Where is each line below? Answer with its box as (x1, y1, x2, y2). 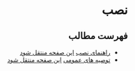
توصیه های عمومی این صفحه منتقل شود (7, 56, 111, 64)
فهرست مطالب (67, 30, 128, 42)
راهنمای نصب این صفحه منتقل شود (19, 48, 111, 56)
